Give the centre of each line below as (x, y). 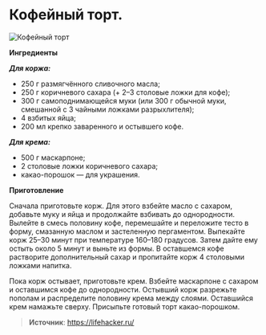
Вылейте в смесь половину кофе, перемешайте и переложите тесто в (129, 223)
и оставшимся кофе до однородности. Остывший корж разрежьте (123, 289)
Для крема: (30, 141)
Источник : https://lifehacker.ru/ (81, 322)
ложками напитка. (40, 265)
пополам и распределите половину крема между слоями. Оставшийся (131, 298)
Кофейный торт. (66, 15)
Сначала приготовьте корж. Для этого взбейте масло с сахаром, (121, 206)
